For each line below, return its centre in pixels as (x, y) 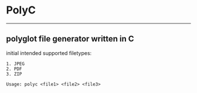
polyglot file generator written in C (70, 39)
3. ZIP (14, 74)
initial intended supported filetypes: (49, 53)
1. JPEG (16, 64)
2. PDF (14, 69)
